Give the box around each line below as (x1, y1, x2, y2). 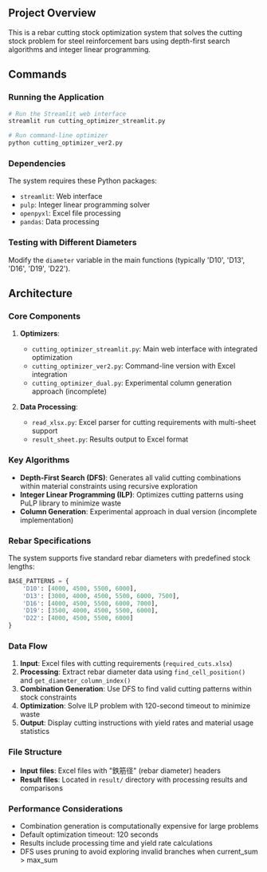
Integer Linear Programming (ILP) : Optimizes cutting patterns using (19, 490, 244, 499)
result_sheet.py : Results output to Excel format (31, 434, 189, 444)
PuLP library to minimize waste (19, 498, 122, 508)
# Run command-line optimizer (8, 132, 109, 140)
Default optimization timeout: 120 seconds (19, 830, 159, 839)
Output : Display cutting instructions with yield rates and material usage (19, 718, 253, 727)
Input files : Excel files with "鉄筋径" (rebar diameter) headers (19, 766, 222, 775)
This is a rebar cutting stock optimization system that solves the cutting (8, 27, 243, 37)
